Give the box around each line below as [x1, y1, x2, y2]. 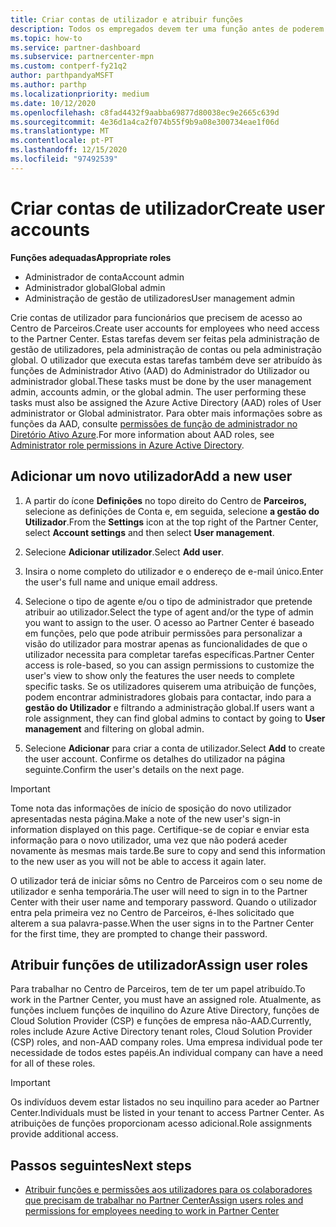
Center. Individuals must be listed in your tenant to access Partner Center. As [10, 1107, 325, 1119]
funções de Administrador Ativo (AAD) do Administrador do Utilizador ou [10, 364, 310, 376]
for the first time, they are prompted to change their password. [10, 927, 268, 940]
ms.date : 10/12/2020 [10, 98, 97, 108]
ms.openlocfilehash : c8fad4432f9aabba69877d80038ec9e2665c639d [10, 107, 280, 118]
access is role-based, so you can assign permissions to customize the [24, 659, 315, 671]
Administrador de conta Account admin [24, 271, 185, 283]
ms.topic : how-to [10, 33, 83, 43]
